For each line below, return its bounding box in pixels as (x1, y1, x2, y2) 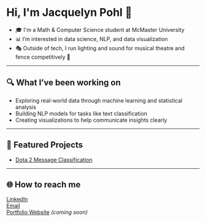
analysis (15, 103, 37, 111)
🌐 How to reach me (6, 179, 81, 190)
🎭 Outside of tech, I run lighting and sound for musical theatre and (15, 44, 185, 51)
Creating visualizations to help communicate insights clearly (15, 116, 167, 124)
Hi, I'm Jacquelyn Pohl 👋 (6, 6, 132, 20)
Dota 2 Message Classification (15, 156, 93, 163)
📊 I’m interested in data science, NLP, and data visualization (15, 35, 169, 42)
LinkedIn (6, 196, 28, 203)
